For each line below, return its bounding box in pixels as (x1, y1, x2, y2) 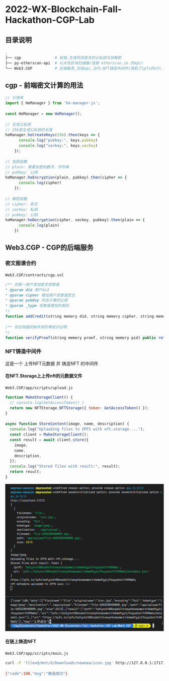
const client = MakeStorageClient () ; (10, 432, 89, 437)
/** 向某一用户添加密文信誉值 (5, 282, 59, 287)
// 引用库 (5, 95, 24, 100)
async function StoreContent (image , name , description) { (5, 421, 129, 426)
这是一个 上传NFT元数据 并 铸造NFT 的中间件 (5, 360, 99, 366)
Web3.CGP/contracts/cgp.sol (5, 272, 64, 278)
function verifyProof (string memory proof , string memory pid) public (5, 335, 156, 340)
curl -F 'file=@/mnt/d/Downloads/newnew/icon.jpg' (5, 660, 114, 665)
